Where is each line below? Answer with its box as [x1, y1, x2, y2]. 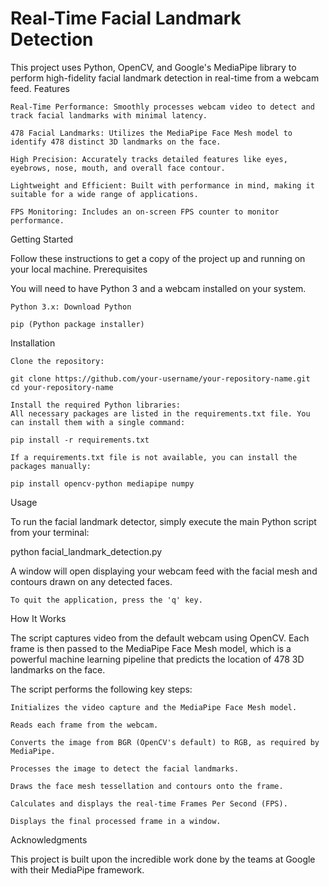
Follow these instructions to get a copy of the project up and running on [10, 252, 306, 264]
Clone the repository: [10, 356, 105, 366]
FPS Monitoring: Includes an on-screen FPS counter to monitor [10, 207, 280, 217]
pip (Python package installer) [10, 319, 145, 329]
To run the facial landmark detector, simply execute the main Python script [10, 515, 317, 527]
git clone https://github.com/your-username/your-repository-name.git [10, 373, 311, 384]
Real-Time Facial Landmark [10, 7, 242, 30]
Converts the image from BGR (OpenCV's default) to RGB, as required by [10, 737, 320, 747]
